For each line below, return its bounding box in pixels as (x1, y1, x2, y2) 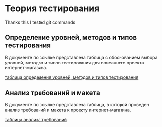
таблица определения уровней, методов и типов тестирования (5, 74, 139, 80)
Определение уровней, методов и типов (5, 33, 137, 42)
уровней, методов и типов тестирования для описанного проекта (5, 60, 144, 65)
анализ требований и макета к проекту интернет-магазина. (5, 107, 131, 113)
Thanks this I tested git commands (5, 19, 76, 25)
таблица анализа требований (5, 116, 67, 122)
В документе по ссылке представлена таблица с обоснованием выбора (5, 54, 158, 60)
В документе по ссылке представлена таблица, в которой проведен (5, 101, 149, 107)
